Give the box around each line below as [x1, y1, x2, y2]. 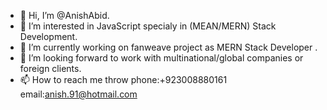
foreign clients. [19, 63, 82, 74]
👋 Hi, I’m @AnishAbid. [19, 10, 110, 21]
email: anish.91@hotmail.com [19, 88, 138, 100]
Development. [19, 31, 78, 42]
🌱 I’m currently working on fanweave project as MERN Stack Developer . [19, 41, 318, 53]
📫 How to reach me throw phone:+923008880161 [19, 74, 228, 85]
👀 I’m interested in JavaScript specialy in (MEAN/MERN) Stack [19, 20, 277, 32]
